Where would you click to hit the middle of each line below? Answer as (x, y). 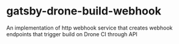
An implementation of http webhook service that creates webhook (89, 28)
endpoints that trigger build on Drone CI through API (72, 34)
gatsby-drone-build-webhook (84, 11)
